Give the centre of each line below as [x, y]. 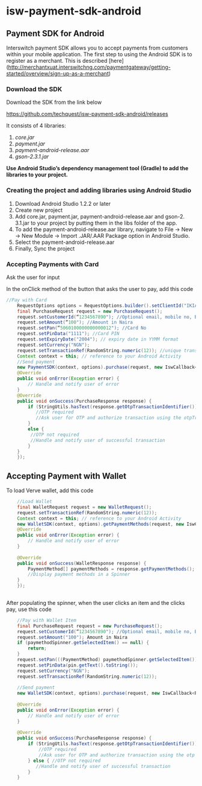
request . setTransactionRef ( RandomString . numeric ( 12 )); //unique [99, 350]
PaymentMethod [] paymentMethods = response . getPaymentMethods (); [112, 569]
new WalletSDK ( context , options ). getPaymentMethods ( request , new [101, 524]
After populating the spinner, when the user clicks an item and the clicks [96, 602]
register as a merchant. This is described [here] [65, 61]
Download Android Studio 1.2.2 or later [63, 203]
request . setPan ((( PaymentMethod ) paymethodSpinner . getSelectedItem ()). [109, 660]
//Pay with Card [26, 300]
